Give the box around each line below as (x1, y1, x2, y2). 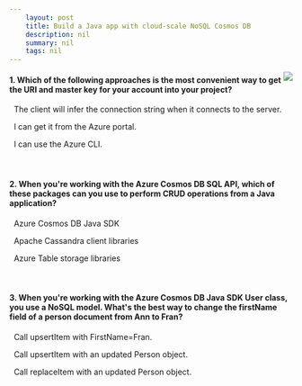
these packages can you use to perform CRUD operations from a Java (9, 188, 276, 199)
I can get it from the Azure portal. (13, 121, 137, 132)
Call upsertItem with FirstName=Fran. (13, 331, 153, 342)
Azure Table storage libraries (13, 253, 121, 264)
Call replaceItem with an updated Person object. (13, 366, 192, 377)
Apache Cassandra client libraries (13, 235, 139, 246)
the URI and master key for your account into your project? (9, 84, 233, 94)
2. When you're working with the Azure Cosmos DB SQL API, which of (9, 178, 275, 189)
